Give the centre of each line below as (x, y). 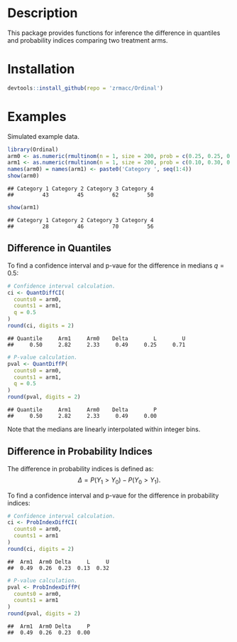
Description (43, 13)
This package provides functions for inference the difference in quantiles (114, 33)
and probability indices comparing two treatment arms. (88, 40)
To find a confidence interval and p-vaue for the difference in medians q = (116, 265)
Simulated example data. (43, 136)
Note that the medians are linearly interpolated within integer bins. (104, 429)
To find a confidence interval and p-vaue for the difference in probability (113, 495)
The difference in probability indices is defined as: (81, 468)
